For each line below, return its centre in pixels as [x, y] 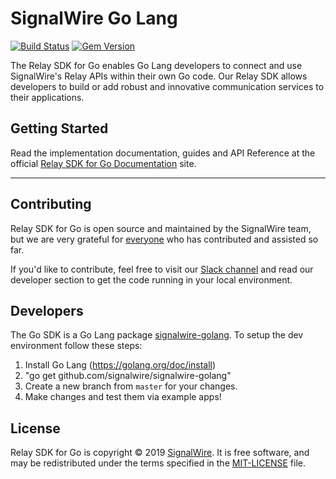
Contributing [51, 204]
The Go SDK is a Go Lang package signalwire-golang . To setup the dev [157, 335]
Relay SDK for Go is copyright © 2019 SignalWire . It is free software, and [160, 453]
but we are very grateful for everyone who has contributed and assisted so [164, 239]
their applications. [47, 97]
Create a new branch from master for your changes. [131, 386]
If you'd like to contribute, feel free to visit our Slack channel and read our [162, 269]
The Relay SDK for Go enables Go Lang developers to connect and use [156, 65]
